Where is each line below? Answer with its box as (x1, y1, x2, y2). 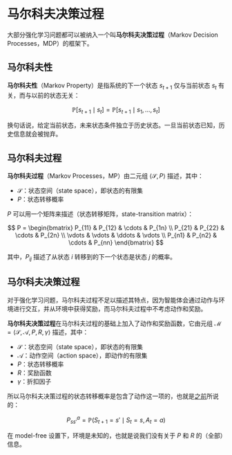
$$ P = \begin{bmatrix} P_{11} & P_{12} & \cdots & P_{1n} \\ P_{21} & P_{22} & (7, 224, 225, 232)
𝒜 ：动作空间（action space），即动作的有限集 (17, 351, 148, 359)
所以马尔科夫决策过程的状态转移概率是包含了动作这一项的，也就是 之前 (7, 392, 207, 400)
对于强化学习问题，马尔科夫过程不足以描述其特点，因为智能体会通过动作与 (7, 296, 219, 304)
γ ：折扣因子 (17, 377, 52, 385)
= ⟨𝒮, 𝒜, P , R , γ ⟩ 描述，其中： (7, 328, 89, 336)
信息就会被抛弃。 (12, 130, 62, 139)
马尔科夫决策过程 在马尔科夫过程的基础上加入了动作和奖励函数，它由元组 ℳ (7, 319, 222, 328)
